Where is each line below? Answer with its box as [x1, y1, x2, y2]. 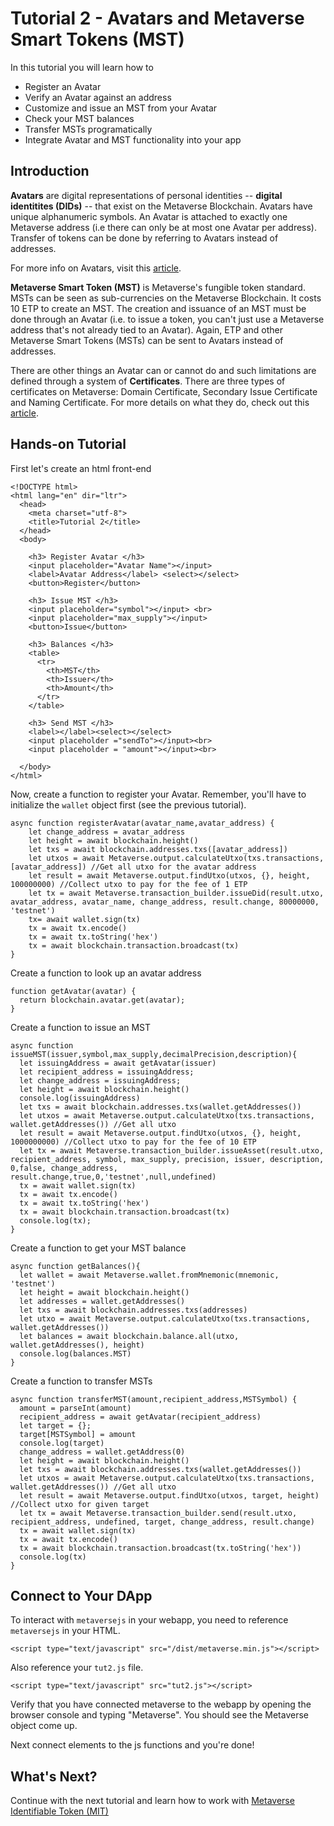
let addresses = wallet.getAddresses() [19, 1296, 186, 1306]
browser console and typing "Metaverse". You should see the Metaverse [10, 1709, 309, 1721]
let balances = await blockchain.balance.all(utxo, [19, 1331, 240, 1341]
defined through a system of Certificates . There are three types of [10, 375, 286, 387]
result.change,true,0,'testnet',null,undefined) [10, 1172, 217, 1182]
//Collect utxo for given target [10, 1499, 150, 1509]
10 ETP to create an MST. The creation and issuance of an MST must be [10, 302, 307, 314]
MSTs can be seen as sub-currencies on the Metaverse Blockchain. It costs [10, 292, 322, 304]
